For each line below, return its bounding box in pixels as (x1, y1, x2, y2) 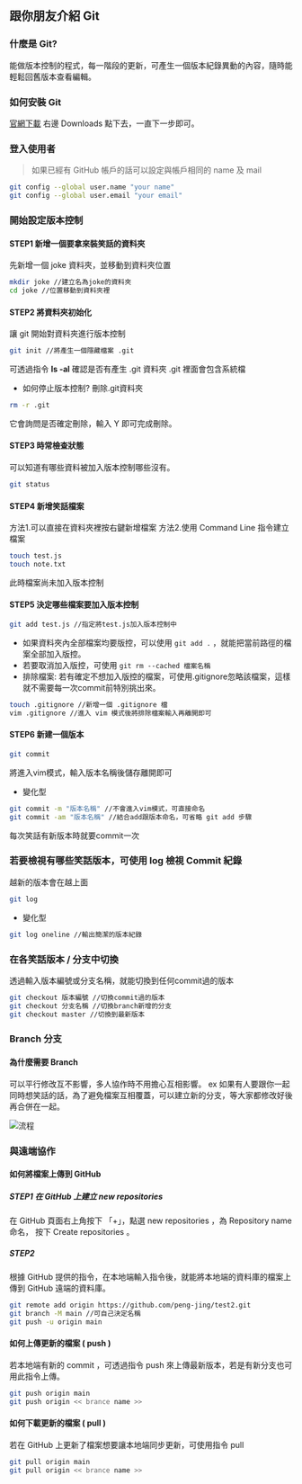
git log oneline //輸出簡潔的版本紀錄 (9, 930, 142, 939)
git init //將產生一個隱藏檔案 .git (9, 346, 135, 355)
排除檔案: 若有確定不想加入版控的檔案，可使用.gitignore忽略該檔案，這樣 (22, 671, 291, 682)
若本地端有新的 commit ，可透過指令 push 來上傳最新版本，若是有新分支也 (9, 1359, 285, 1370)
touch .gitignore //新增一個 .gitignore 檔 (9, 700, 168, 709)
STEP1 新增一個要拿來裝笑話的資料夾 (9, 237, 146, 249)
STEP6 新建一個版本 (9, 729, 84, 740)
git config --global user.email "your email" (9, 192, 182, 201)
